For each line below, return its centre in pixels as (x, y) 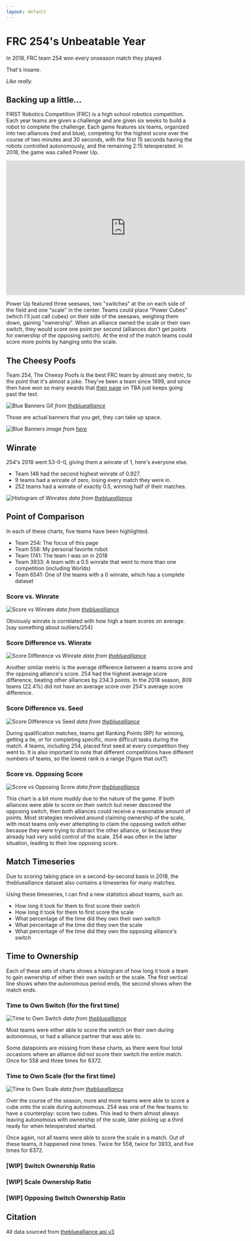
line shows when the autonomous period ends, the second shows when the (99, 983)
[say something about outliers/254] (49, 627)
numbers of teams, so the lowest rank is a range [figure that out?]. (87, 758)
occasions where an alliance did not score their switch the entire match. (94, 1054)
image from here (67, 429)
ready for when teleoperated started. (52, 1126)
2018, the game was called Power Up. (52, 153)
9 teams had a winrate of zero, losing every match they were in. (93, 480)
